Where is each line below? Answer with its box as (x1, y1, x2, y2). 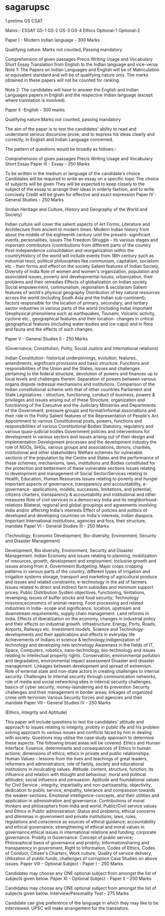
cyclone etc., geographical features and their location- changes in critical (5, 315, 154, 321)
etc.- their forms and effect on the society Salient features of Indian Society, (5, 263, 160, 269)
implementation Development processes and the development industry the (5, 439, 157, 445)
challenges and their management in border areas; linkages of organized (5, 689, 153, 695)
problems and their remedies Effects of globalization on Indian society (5, 279, 147, 285)
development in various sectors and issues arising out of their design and (5, 434, 154, 439)
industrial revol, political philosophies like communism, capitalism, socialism (5, 258, 159, 263)
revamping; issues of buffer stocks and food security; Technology (5, 595, 139, 601)
